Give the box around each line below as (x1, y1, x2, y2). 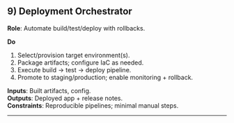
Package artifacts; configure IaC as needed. (17, 58, 144, 67)
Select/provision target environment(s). (17, 51, 130, 59)
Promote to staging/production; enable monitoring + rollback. (17, 73, 194, 81)
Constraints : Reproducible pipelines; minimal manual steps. (7, 101, 179, 110)
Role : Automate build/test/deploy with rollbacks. (7, 24, 146, 32)
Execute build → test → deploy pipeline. (17, 65, 132, 74)
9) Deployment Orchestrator (7, 6, 132, 17)
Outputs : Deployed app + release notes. (7, 94, 123, 102)
